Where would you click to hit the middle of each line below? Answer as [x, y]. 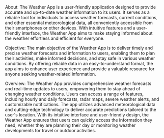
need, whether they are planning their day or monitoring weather [70, 125]
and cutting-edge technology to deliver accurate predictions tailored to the [81, 110]
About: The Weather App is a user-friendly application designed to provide [81, 7]
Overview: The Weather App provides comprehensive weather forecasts [78, 83]
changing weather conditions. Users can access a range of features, [74, 94]
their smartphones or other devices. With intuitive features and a [70, 28]
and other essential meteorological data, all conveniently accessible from [79, 23]
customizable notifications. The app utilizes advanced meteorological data [80, 104]
